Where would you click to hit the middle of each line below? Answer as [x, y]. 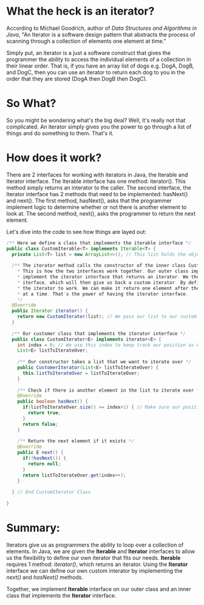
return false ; [40, 424]
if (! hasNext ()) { [44, 458]
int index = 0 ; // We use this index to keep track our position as [106, 345]
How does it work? [54, 158]
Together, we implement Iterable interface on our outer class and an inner [99, 589]
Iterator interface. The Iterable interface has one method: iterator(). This [96, 181]
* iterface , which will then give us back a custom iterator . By [102, 282]
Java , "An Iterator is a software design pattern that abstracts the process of [101, 34]
